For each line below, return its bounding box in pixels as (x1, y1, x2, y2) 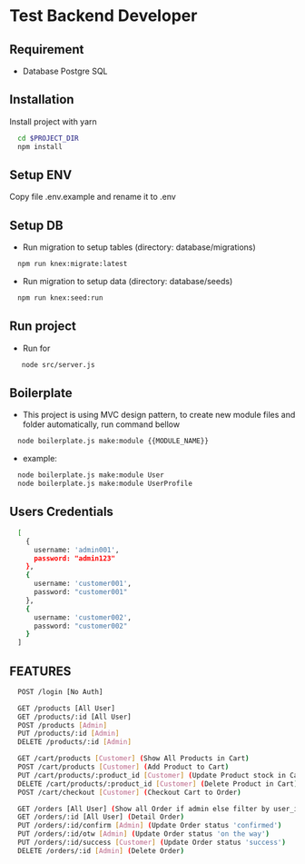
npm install (17, 142, 64, 151)
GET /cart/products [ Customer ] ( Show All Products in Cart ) (17, 754, 250, 763)
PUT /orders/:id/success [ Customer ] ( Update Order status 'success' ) (17, 838, 286, 848)
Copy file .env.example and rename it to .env (9, 192, 177, 203)
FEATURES (9, 663, 72, 679)
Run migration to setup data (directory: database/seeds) (22, 276, 233, 287)
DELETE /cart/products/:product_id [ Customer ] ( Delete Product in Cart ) (17, 779, 299, 789)
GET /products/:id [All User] (17, 712, 132, 721)
